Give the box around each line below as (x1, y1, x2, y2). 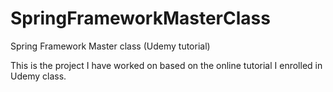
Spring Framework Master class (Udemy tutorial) (10, 40, 211, 52)
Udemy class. (10, 70, 67, 82)
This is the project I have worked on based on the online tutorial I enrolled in (10, 59, 323, 71)
